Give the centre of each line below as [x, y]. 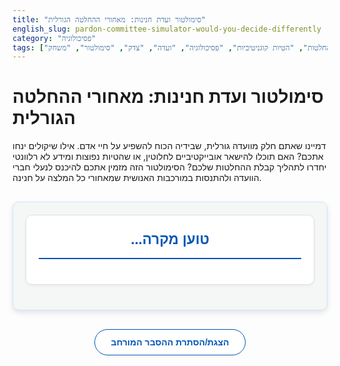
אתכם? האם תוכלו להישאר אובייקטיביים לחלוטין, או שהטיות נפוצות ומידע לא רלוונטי [168, 157]
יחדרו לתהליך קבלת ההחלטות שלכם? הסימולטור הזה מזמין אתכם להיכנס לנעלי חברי [169, 167]
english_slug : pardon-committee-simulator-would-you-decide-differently [167, 29]
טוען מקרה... [170, 239]
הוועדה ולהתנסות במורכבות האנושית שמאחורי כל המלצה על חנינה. [137, 178]
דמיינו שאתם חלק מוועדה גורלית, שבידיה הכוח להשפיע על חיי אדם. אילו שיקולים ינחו [169, 146]
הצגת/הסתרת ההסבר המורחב [170, 342]
